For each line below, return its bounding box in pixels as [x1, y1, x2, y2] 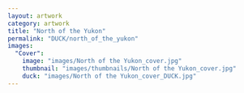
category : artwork [7, 19, 70, 27]
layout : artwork [7, 11, 62, 20]
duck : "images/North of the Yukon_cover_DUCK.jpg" [22, 72, 197, 80]
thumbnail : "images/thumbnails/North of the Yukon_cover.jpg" [22, 65, 237, 73]
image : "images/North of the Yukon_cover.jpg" [22, 57, 182, 66]
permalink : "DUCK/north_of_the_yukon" [7, 34, 139, 43]
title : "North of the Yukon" [7, 27, 106, 35]
